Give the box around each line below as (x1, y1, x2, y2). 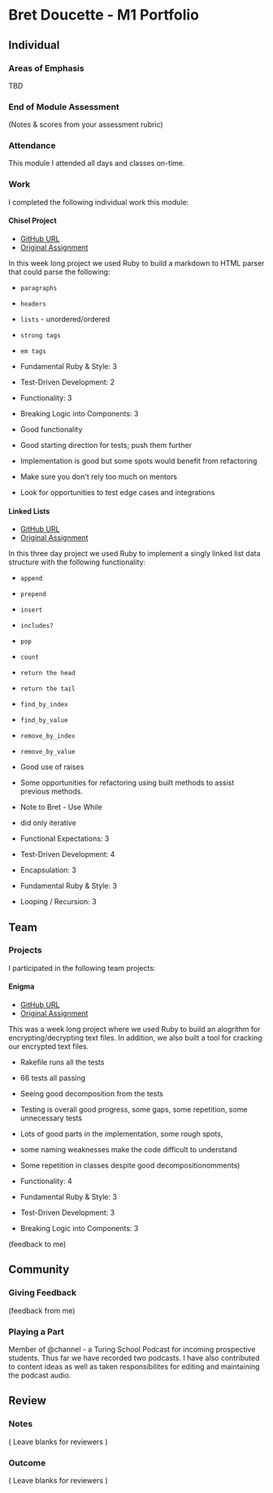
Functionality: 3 (19, 393, 72, 403)
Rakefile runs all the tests (19, 1057, 105, 1067)
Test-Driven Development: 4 (19, 850, 115, 860)
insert (19, 606, 43, 615)
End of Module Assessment (8, 101, 119, 112)
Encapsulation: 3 (19, 865, 77, 875)
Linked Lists (8, 506, 50, 516)
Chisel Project (8, 215, 57, 225)
